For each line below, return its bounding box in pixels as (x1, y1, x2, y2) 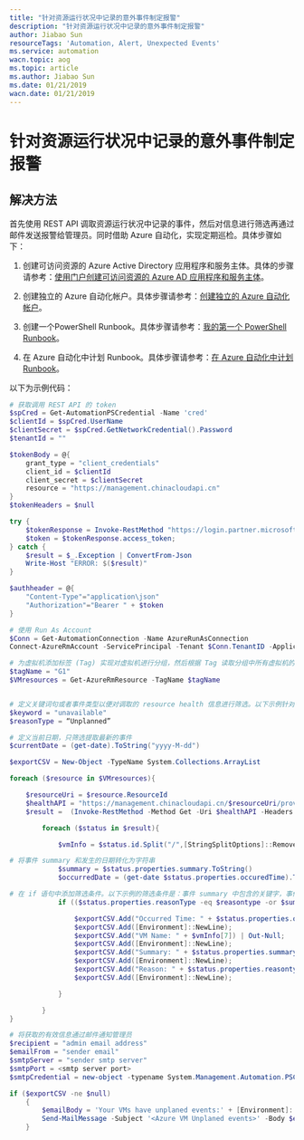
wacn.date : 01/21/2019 (9, 89, 95, 98)
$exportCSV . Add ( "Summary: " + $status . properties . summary (73, 948, 298, 957)
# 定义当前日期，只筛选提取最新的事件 (9, 733, 133, 742)
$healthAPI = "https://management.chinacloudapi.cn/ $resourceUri (25, 799, 278, 808)
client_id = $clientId (25, 467, 111, 476)
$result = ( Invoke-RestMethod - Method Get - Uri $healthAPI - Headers (25, 807, 294, 816)
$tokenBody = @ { (9, 450, 71, 459)
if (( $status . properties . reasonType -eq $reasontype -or (57, 897, 278, 906)
